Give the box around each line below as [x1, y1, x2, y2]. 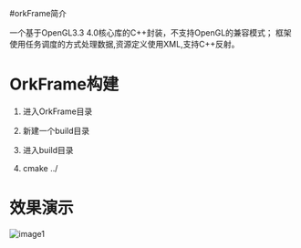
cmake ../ [22, 162, 58, 173]
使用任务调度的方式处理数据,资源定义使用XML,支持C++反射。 [9, 39, 240, 49]
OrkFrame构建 [9, 74, 119, 95]
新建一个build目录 [22, 125, 90, 136]
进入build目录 [22, 144, 75, 155]
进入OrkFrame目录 [22, 106, 93, 117]
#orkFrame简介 [9, 8, 67, 18]
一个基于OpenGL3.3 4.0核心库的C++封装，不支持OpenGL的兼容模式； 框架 [9, 27, 292, 38]
